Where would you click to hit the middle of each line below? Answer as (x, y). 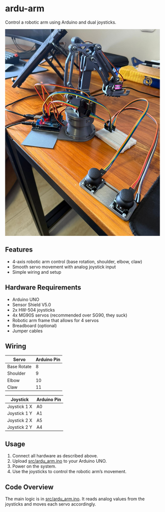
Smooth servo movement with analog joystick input (64, 267)
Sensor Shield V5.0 (32, 304)
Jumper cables (27, 331)
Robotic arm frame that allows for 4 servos (55, 320)
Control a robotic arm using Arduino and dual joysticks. (61, 22)
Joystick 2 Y (20, 427)
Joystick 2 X (20, 420)
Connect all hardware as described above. (55, 456)
